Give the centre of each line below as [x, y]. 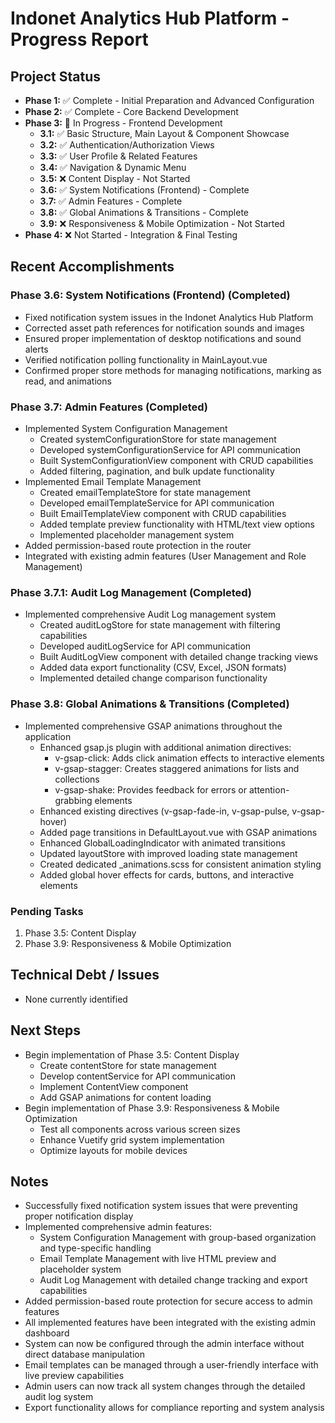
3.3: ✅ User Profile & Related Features [118, 156]
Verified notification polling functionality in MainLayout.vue [146, 359]
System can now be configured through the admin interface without [164, 1344]
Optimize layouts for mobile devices [113, 1150]
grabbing [73, 800]
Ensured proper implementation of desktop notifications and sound [163, 338]
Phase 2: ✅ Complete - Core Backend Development [131, 111]
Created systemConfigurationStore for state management [158, 439]
